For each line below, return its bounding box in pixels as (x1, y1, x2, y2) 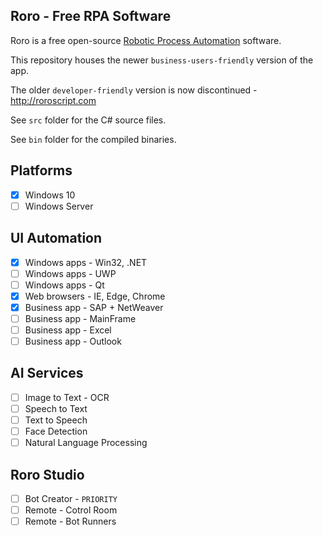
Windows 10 (24, 189, 76, 201)
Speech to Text (24, 402, 88, 414)
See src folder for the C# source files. (10, 114, 167, 126)
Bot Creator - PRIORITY (24, 493, 118, 504)
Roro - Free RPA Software (10, 8, 172, 25)
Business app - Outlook (24, 335, 122, 347)
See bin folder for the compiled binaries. (10, 133, 177, 145)
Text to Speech (24, 414, 88, 426)
